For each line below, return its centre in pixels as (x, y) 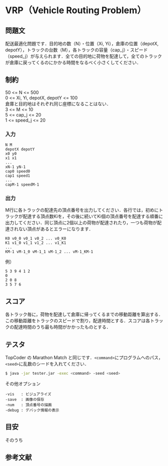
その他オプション (23, 383)
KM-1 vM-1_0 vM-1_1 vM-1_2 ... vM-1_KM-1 (49, 252)
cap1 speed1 (18, 176)
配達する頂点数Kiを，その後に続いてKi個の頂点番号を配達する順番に (93, 216)
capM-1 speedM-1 (22, 185)
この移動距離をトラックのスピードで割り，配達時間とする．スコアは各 (78, 321)
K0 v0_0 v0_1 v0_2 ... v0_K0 (36, 239)
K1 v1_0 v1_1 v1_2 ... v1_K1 (36, 243)
